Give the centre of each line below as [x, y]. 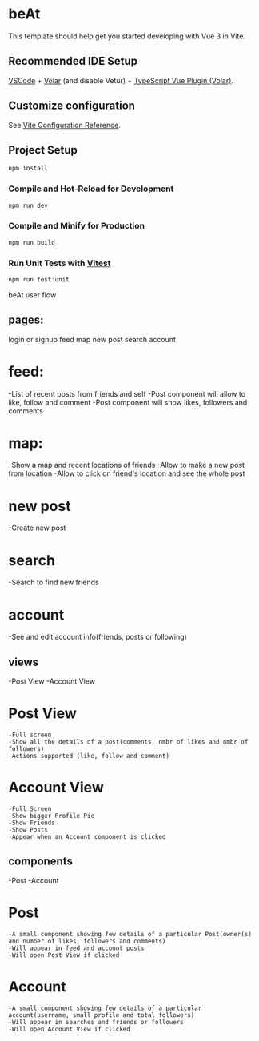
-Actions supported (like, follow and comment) [89, 756]
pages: [26, 320]
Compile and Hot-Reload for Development [91, 189]
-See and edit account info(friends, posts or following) [98, 637]
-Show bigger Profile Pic [51, 816]
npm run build [32, 242]
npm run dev [28, 205]
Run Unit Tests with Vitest [60, 263]
